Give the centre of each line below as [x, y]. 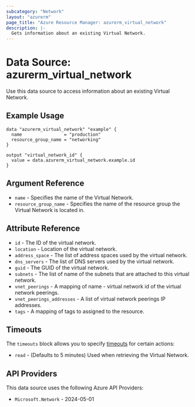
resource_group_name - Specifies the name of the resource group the [97, 204]
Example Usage [35, 116]
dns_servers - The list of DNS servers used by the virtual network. [94, 261]
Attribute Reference [43, 229]
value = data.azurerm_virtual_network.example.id [73, 160]
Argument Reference [45, 184]
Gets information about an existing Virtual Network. [78, 33]
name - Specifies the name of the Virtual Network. [74, 197]
